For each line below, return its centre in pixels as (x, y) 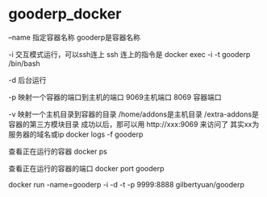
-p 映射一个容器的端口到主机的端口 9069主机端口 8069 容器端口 (115, 96)
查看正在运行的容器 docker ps (58, 151)
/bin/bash (24, 63)
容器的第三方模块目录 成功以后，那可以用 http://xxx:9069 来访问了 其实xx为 (134, 124)
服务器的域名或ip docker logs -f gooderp (76, 134)
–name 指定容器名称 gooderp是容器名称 (75, 37)
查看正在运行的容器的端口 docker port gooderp (86, 168)
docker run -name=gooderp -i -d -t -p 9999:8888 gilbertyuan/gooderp (126, 184)
